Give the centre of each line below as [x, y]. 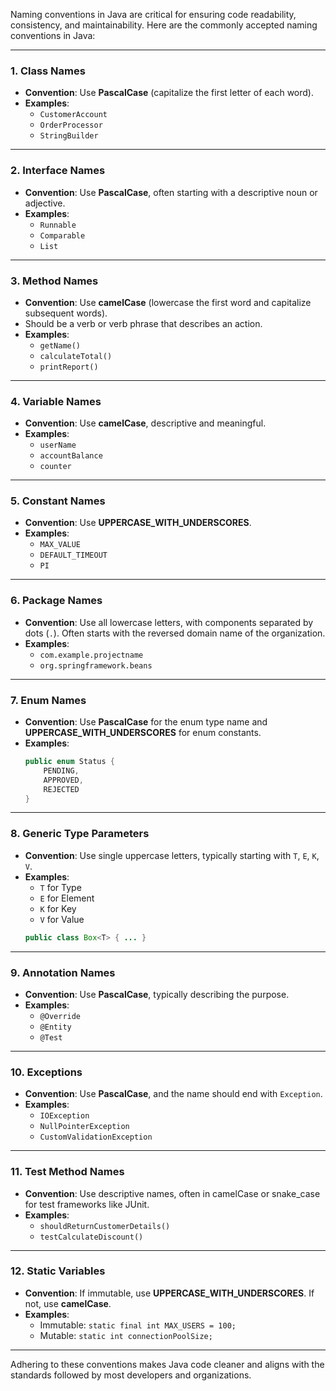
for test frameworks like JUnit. [87, 1204]
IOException [64, 1116]
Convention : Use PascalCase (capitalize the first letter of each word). [169, 93]
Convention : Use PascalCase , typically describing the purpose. [157, 994]
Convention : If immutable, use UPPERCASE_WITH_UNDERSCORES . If [169, 1293]
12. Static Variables [58, 1271]
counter [55, 467]
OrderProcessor [71, 125]
